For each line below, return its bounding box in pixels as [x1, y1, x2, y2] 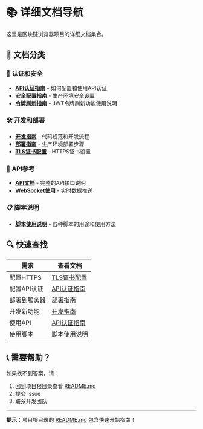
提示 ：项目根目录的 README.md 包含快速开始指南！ [6, 416, 136, 424]
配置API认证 [9, 285, 43, 293]
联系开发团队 [14, 398, 47, 405]
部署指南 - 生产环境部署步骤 [14, 140, 85, 147]
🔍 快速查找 [6, 239, 48, 250]
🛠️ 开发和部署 [6, 116, 45, 124]
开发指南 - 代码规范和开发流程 [14, 132, 90, 140]
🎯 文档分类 [6, 50, 45, 60]
